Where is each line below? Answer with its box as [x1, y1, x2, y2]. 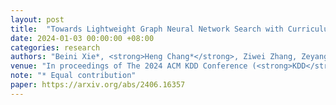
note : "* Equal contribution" [10, 71, 137, 81]
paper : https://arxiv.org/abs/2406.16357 [10, 80, 186, 90]
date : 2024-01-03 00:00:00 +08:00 [10, 33, 155, 43]
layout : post [10, 14, 65, 25]
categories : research [10, 42, 101, 53]
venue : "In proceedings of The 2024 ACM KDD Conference [10, 61, 248, 71]
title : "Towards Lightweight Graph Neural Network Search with [10, 24, 284, 34]
